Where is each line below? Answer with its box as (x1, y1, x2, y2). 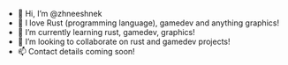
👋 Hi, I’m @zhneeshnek (17, 9, 102, 18)
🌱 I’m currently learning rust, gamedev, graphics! (17, 27, 196, 37)
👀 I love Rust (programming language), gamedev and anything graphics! (17, 18, 280, 28)
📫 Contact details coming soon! (17, 47, 135, 56)
